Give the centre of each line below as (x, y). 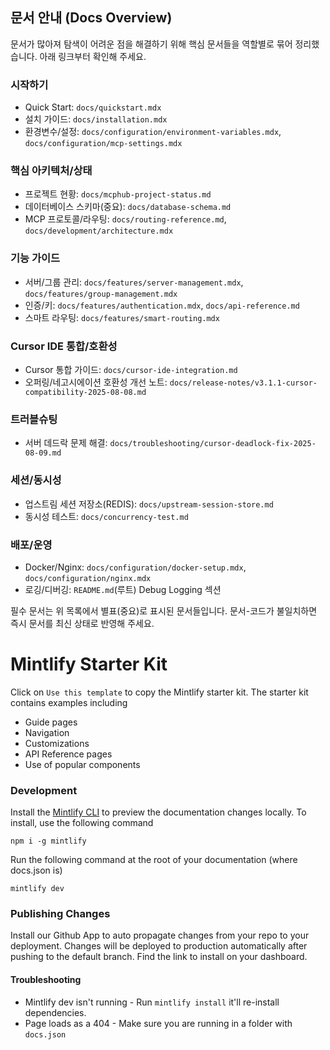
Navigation (47, 732)
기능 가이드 (35, 258)
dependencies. (55, 1012)
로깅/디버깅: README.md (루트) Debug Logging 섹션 (123, 589)
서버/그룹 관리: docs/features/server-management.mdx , (134, 282)
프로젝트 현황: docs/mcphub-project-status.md (118, 194)
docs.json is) (36, 870)
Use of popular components (82, 764)
